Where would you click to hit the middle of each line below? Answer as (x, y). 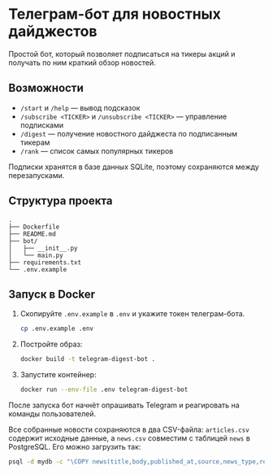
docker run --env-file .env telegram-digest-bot (104, 390)
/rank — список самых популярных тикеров (97, 150)
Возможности (46, 88)
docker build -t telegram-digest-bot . (88, 359)
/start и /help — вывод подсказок (80, 107)
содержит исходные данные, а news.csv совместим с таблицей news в (129, 438)
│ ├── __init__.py (43, 248)
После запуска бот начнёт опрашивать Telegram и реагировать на (124, 405)
